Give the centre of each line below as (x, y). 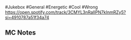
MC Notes (20, 33)
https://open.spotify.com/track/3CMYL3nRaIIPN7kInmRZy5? (65, 12)
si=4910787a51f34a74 (27, 17)
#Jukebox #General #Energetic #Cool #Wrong (52, 7)
